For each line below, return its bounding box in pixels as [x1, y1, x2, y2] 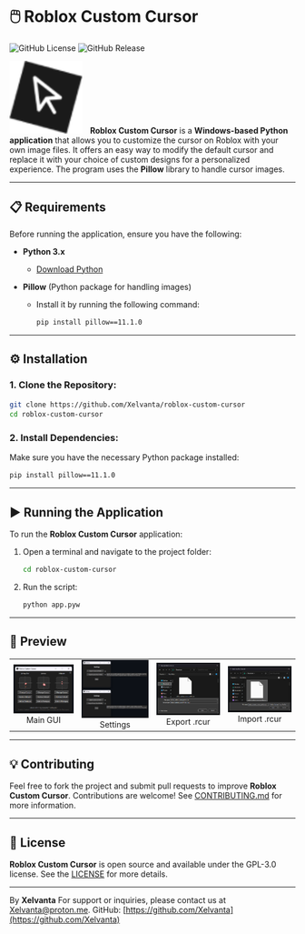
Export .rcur [166, 716, 211, 727]
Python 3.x [22, 246, 65, 256]
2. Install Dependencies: [9, 431, 119, 444]
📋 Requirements [9, 200, 106, 216]
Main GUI [25, 714, 62, 725]
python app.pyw [22, 600, 81, 609]
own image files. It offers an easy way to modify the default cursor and [9, 144, 274, 155]
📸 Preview [9, 634, 67, 649]
